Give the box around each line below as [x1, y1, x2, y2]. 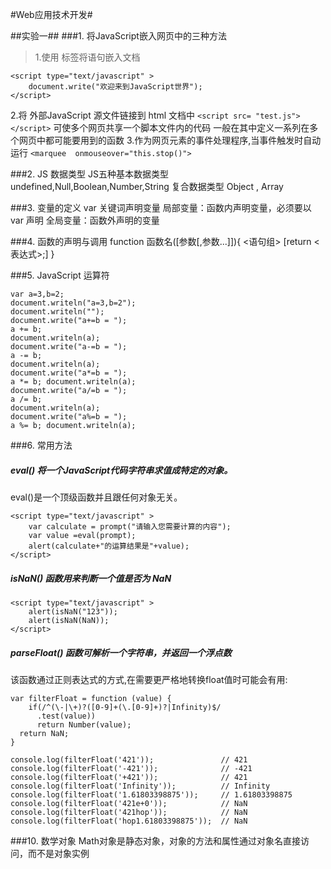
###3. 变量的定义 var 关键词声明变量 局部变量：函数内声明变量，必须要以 [10, 202, 312, 213]
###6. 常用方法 [10, 439, 73, 451]
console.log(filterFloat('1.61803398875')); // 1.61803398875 [10, 789, 293, 800]
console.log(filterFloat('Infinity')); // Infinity [10, 781, 271, 791]
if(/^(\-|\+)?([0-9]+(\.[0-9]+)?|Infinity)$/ [28, 702, 222, 712]
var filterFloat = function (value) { [10, 693, 172, 703]
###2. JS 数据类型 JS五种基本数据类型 [10, 168, 169, 180]
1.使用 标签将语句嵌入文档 [34, 51, 141, 63]
